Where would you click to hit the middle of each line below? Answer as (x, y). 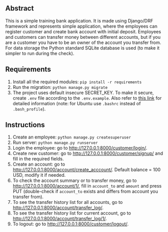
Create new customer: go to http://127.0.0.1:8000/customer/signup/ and (88, 153)
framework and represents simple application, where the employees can (81, 26)
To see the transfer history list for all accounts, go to (68, 202)
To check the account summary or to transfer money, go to (75, 180)
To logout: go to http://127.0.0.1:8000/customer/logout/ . (70, 224)
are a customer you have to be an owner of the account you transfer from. (83, 42)
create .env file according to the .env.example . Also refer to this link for (87, 98)
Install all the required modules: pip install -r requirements (77, 82)
